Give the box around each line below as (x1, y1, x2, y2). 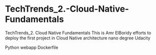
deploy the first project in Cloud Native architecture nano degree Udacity (5, 35, 151, 41)
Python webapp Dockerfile (5, 44, 59, 50)
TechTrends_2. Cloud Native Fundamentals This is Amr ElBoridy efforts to (5, 30, 152, 36)
